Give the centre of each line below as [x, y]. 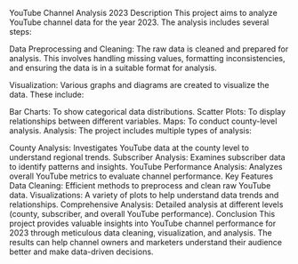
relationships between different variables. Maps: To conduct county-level [143, 121]
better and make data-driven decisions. [81, 252]
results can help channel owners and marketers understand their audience [146, 242]
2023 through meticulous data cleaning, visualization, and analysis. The [141, 233]
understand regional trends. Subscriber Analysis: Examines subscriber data [148, 157]
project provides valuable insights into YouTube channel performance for [143, 223]
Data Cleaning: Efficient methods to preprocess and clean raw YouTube [140, 185]
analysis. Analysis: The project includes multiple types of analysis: [130, 131]
